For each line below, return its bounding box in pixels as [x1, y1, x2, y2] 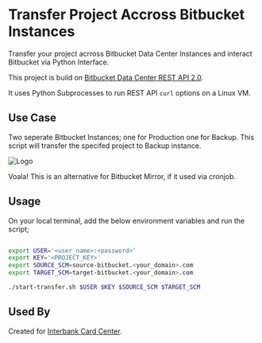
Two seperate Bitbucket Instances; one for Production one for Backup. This [8, 132, 255, 142]
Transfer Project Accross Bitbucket [8, 6, 245, 24]
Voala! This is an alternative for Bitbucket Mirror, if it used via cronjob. [8, 171, 237, 181]
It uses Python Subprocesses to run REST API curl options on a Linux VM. [8, 88, 252, 97]
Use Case [8, 111, 57, 125]
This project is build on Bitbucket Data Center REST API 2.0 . [8, 72, 204, 82]
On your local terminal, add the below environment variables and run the [8, 216, 245, 225]
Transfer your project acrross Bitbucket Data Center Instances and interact [8, 49, 252, 58]
